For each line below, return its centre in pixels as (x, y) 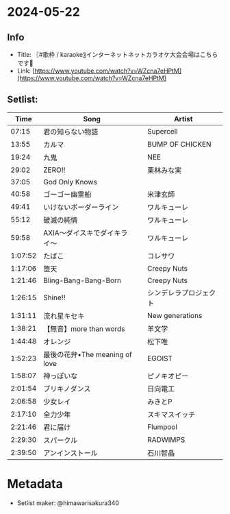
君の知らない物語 (71, 132)
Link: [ (26, 71)
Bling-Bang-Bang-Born (82, 280)
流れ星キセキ (64, 316)
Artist (183, 119)
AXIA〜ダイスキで (72, 232)
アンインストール (71, 453)
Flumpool (162, 427)
